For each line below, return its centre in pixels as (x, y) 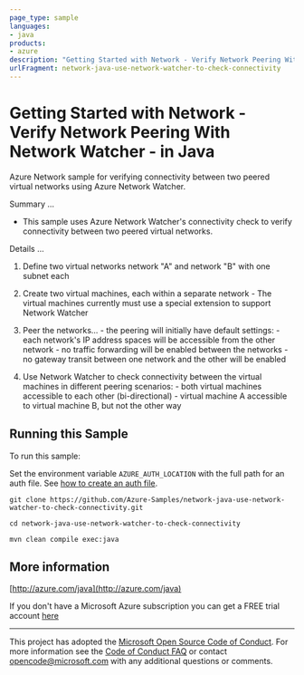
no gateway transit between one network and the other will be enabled (154, 359)
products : (28, 43)
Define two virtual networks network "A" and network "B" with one (146, 266)
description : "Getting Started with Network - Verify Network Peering (145, 60)
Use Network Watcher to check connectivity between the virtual (142, 376)
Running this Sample (69, 434)
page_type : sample (44, 18)
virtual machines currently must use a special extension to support (147, 303)
